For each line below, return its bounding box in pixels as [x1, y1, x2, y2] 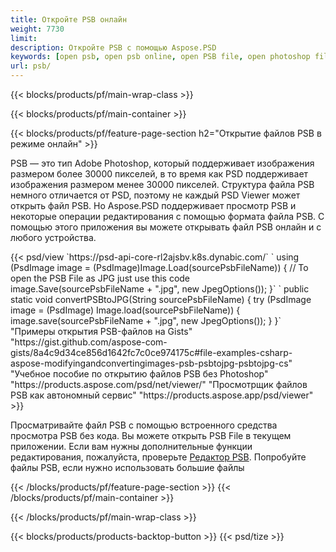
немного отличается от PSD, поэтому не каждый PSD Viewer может [10, 189, 301, 201]
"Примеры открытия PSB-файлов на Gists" [10, 326, 193, 337]
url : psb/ [10, 61, 52, 71]
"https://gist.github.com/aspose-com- [10, 336, 168, 348]
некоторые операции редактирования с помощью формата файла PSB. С [10, 211, 325, 222]
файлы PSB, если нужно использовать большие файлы [10, 462, 245, 473]
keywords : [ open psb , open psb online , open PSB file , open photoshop [10, 52, 311, 62]
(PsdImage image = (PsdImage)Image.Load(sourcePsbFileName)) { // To [10, 262, 309, 273]
